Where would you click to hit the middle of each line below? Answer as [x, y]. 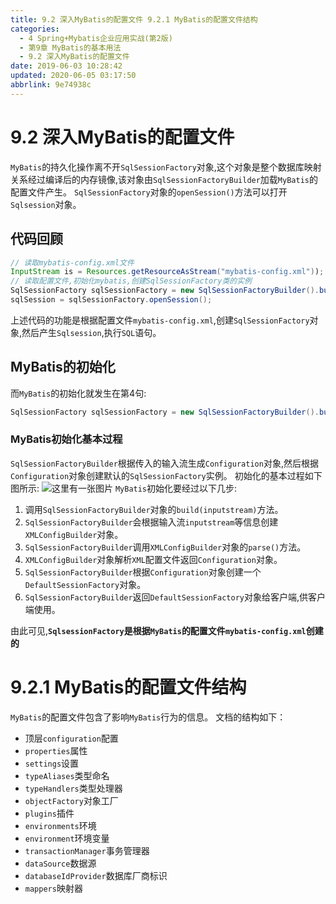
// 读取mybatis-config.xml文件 [72, 262]
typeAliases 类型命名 [67, 775]
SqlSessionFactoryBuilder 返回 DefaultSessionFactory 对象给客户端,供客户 [175, 597]
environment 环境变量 [67, 838]
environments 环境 [60, 825]
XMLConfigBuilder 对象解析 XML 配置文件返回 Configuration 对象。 [153, 559]
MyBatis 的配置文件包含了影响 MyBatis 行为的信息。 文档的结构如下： [148, 717]
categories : [35, 29]
